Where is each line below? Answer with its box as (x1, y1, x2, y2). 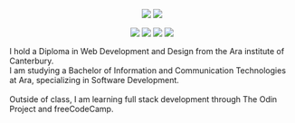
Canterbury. (9, 55, 54, 66)
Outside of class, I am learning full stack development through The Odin (9, 94, 278, 104)
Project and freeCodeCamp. (9, 104, 114, 114)
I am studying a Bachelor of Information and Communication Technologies (9, 65, 287, 76)
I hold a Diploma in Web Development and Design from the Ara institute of (9, 46, 285, 56)
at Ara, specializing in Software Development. (9, 75, 179, 85)
